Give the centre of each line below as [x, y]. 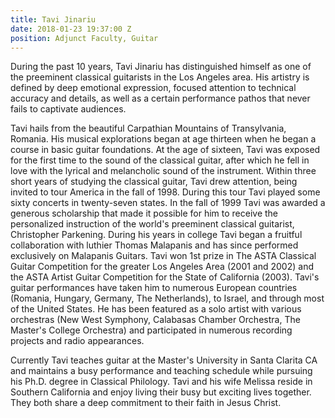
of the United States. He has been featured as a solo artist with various [156, 309]
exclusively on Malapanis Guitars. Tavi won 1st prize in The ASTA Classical [163, 256]
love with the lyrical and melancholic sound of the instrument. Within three [163, 171]
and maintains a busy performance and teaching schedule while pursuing [161, 371]
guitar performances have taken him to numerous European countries [154, 288]
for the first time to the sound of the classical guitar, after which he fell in [160, 160]
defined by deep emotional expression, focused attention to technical [153, 88]
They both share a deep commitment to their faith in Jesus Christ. [146, 403]
